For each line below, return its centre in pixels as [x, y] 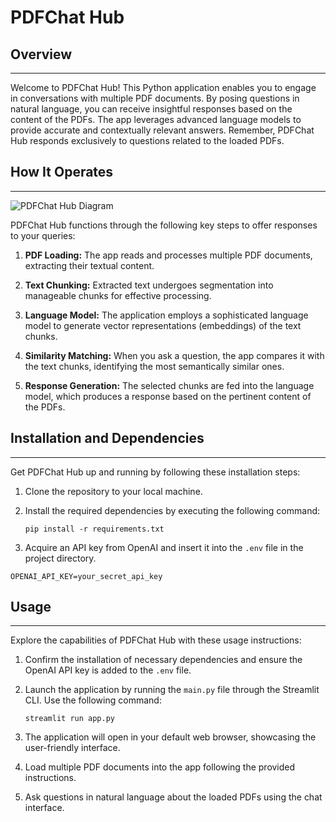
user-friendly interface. [72, 748]
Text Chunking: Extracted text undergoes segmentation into [149, 285]
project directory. [60, 558]
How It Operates [62, 172]
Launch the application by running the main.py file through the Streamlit [172, 690]
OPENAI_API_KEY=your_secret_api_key [86, 576]
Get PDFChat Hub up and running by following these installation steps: [155, 472]
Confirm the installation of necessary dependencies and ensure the [163, 660]
